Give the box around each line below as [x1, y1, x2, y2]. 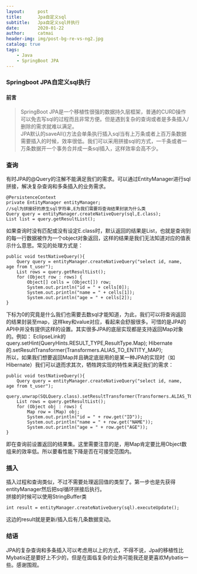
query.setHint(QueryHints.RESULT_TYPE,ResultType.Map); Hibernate [6, 339, 173, 347]
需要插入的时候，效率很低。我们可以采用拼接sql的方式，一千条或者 [20, 137, 182, 145]
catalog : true [6, 42, 41, 48]
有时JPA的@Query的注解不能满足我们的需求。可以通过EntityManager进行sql [6, 175, 191, 182]
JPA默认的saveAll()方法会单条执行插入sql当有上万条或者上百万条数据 [20, 130, 186, 137]
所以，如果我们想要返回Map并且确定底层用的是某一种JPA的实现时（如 [6, 354, 175, 361]
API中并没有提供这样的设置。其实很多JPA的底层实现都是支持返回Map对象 [6, 325, 184, 333]
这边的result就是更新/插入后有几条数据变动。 [6, 516, 114, 523]
